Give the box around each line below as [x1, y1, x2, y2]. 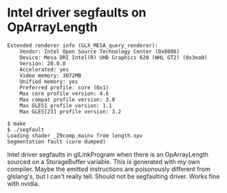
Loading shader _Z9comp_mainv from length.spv [7, 132, 143, 139]
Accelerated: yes [19, 66, 69, 73]
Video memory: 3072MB [19, 72, 81, 79]
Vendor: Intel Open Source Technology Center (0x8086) [19, 48, 180, 55]
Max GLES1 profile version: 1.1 [19, 102, 112, 109]
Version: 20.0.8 [19, 60, 67, 67]
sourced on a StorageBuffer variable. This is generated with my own [7, 157, 201, 166]
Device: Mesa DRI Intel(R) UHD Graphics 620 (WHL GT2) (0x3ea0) [19, 54, 208, 61]
